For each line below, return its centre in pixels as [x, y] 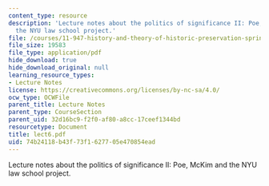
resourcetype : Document [48, 127]
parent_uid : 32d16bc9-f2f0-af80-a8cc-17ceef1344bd [94, 120]
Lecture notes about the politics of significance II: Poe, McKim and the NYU [133, 164]
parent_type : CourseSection [55, 113]
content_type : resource [48, 16]
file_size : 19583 [37, 46]
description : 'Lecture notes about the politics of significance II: [127, 23]
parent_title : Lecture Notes [57, 105]
